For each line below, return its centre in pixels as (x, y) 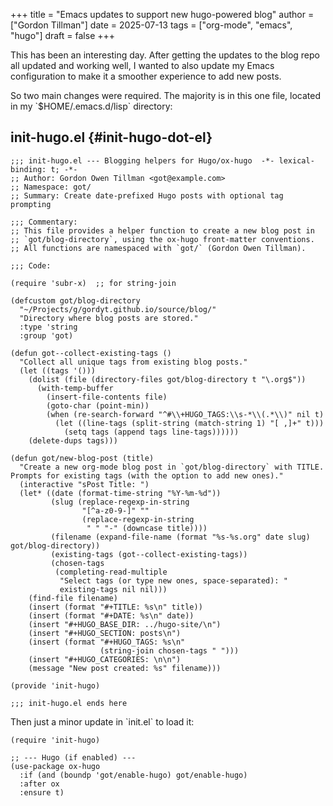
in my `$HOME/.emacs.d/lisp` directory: (91, 106)
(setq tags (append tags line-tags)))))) (151, 432)
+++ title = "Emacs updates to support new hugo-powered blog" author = (162, 14)
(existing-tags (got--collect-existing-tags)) (149, 554)
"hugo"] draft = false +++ (63, 35)
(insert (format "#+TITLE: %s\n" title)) (115, 607)
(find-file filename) (73, 598)
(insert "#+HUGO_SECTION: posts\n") (105, 633)
